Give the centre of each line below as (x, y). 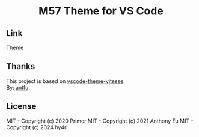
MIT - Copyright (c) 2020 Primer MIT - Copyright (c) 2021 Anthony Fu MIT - (100, 121)
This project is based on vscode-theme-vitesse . (66, 81)
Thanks (21, 66)
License (21, 106)
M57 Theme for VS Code (101, 11)
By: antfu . (18, 87)
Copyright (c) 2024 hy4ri (37, 127)
